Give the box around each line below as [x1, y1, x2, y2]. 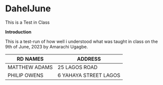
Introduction [5, 29, 31, 35]
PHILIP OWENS [7, 72, 44, 79]
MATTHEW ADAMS [7, 64, 53, 71]
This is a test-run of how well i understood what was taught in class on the [5, 38, 158, 44]
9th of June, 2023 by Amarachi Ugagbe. [5, 43, 88, 49]
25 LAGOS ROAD [57, 64, 98, 71]
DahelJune [5, 3, 51, 14]
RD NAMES [16, 55, 44, 62]
